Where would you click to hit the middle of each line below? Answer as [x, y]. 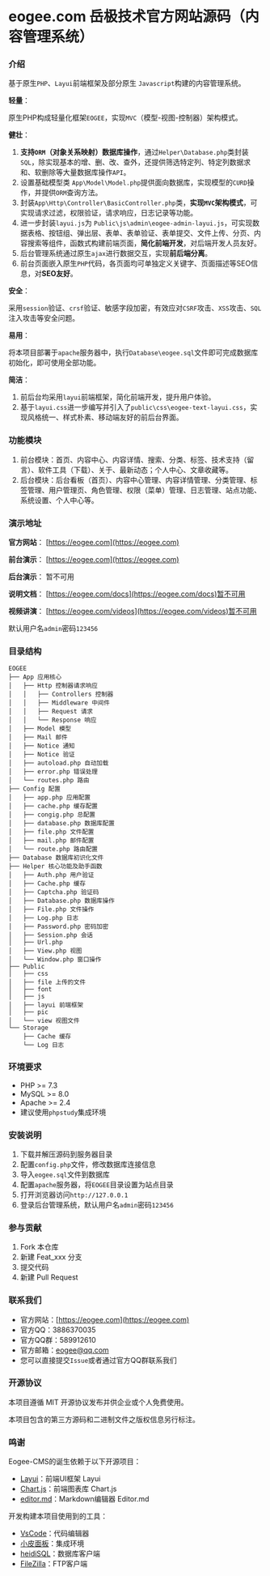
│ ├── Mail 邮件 [38, 738]
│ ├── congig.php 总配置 [52, 815]
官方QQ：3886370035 [58, 1330]
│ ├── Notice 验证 [42, 755]
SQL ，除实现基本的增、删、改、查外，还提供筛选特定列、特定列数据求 [135, 162]
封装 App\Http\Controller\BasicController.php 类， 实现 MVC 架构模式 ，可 [139, 202]
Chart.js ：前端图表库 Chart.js [68, 1489]
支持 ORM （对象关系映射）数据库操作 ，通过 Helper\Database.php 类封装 [134, 152]
